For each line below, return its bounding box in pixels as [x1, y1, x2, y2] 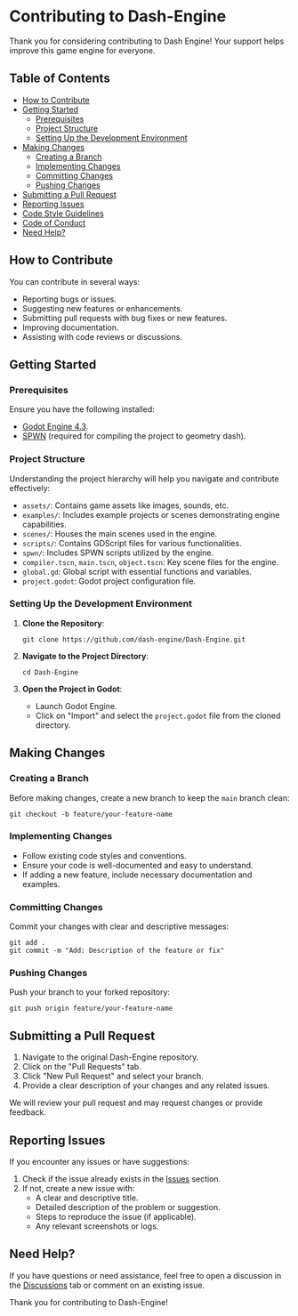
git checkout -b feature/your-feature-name [9, 810, 173, 819]
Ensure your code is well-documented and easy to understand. [21, 860, 254, 870]
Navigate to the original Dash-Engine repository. [21, 1052, 199, 1062]
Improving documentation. [21, 322, 119, 333]
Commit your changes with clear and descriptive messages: [9, 921, 230, 932]
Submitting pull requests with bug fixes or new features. [21, 312, 228, 323]
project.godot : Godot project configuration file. [21, 576, 197, 586]
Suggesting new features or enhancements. [21, 303, 183, 313]
